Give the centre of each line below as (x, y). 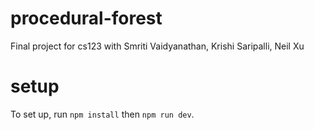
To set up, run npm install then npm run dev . (102, 114)
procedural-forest (86, 18)
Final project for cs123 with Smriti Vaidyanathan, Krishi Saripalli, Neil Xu (157, 46)
